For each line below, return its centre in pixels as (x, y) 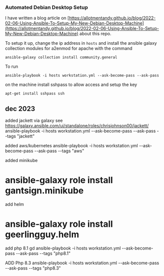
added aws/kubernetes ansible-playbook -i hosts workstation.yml (72, 146)
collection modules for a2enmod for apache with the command (69, 49)
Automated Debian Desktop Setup (47, 7)
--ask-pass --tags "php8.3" (33, 268)
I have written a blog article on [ (37, 18)
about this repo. (95, 34)
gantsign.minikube (44, 191)
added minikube (21, 161)
